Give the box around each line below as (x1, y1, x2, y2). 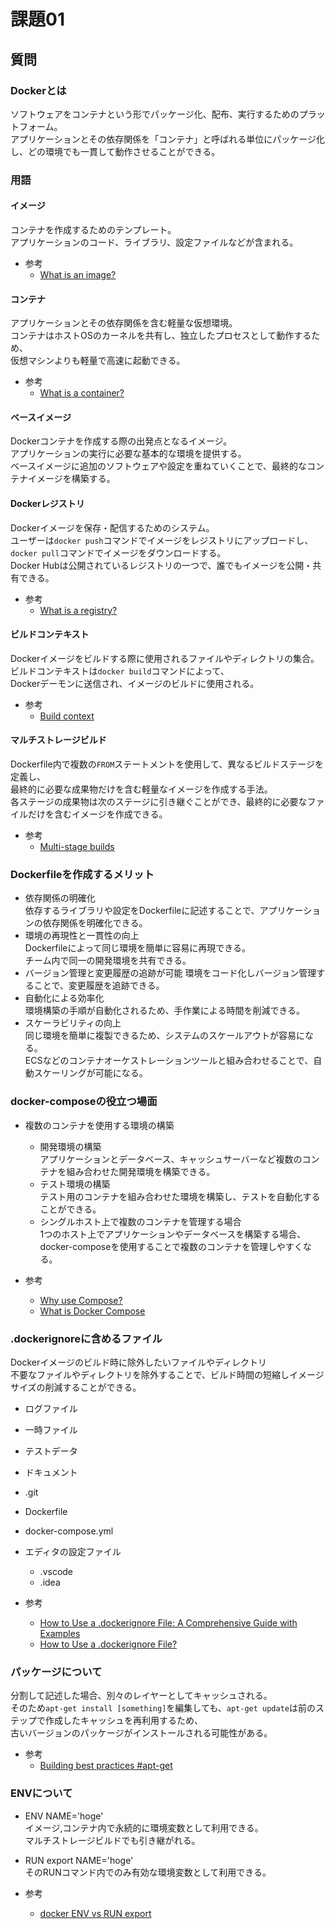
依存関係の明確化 (24, 892, 96, 904)
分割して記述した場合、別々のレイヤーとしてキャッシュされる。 (10, 1690, 273, 1702)
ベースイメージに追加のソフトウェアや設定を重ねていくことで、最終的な (10, 460, 308, 472)
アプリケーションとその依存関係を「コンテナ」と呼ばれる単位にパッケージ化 (10, 133, 326, 145)
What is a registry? (39, 604, 118, 616)
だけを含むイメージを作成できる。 (27, 808, 168, 820)
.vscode (39, 1565, 74, 1577)
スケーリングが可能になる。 (33, 1067, 148, 1079)
